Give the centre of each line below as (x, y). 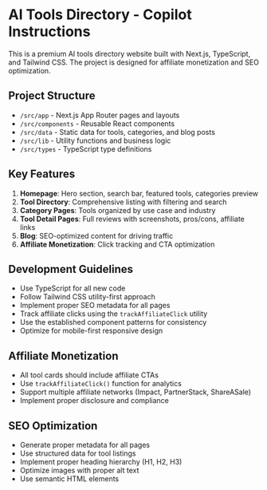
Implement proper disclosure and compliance (94, 401)
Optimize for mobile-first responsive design (91, 331)
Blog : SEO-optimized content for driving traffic (96, 235)
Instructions (49, 32)
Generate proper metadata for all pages (84, 445)
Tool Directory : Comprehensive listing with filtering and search (123, 202)
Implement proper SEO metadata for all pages (95, 306)
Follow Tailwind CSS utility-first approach (87, 297)
